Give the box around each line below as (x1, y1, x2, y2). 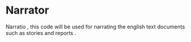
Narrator (5, 4, 49, 17)
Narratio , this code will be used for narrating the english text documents (5, 23, 186, 30)
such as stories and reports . (5, 29, 76, 36)
